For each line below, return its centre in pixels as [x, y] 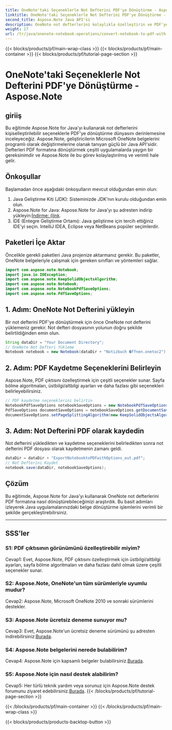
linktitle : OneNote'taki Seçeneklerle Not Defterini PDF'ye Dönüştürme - [86, 15]
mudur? [15, 590]
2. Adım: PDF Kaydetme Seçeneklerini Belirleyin [83, 368]
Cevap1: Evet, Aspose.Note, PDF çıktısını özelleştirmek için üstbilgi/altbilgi [83, 559]
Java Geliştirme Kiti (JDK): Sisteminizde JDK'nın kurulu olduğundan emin [90, 199]
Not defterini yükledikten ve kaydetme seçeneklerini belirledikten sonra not [84, 443]
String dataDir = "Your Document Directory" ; [55, 342]
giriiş [14, 115]
